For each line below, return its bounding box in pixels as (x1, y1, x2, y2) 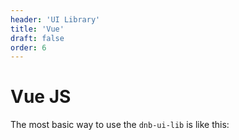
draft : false (10, 33, 65, 43)
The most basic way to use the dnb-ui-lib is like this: (10, 119, 230, 131)
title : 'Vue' (10, 24, 65, 34)
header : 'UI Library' (10, 14, 101, 25)
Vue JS (10, 86, 72, 108)
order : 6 (10, 42, 47, 53)
